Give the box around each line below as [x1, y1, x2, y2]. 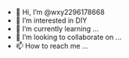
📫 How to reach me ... [15, 42, 88, 50]
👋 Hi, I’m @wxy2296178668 [15, 8, 106, 16]
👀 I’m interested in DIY [15, 16, 88, 25]
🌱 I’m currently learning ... [15, 24, 99, 33]
